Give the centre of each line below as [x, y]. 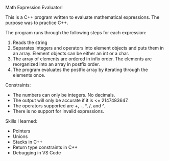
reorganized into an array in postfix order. [56, 64]
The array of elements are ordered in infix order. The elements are [82, 59]
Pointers [21, 131]
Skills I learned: [21, 121]
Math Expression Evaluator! [34, 7]
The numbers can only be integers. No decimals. [64, 95]
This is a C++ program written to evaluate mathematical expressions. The [82, 17]
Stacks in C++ [28, 142]
